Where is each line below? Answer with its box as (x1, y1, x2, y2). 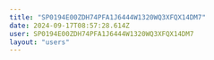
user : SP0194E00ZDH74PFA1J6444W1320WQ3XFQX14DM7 (9, 29, 194, 38)
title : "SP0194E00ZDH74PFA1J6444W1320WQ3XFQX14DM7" (9, 12, 206, 22)
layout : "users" (9, 37, 70, 47)
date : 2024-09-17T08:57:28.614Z (9, 21, 130, 30)
